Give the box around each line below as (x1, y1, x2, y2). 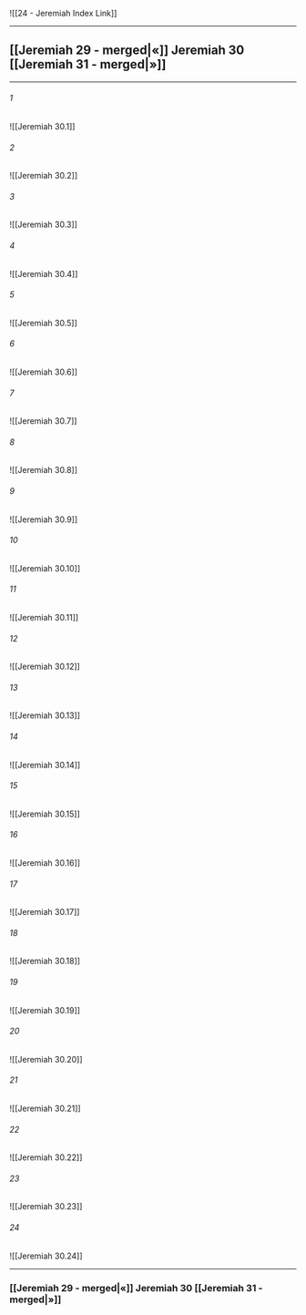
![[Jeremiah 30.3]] (9, 219, 77, 231)
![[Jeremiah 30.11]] (9, 612, 79, 623)
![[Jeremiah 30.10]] (9, 562, 81, 573)
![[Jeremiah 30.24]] (9, 1250, 84, 1261)
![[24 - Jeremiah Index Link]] (9, 8, 117, 18)
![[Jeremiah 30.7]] (9, 416, 77, 426)
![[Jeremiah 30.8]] (9, 465, 78, 476)
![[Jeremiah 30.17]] (9, 907, 80, 918)
